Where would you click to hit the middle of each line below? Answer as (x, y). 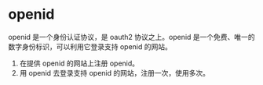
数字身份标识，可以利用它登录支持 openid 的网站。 (90, 46)
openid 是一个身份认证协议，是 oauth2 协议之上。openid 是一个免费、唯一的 (131, 37)
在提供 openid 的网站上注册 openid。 (79, 63)
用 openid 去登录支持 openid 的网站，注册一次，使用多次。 (115, 73)
